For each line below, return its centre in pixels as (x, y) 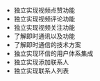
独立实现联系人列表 (41, 71)
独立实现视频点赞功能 (44, 10)
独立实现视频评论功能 (44, 19)
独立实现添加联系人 (41, 62)
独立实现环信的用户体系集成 (53, 53)
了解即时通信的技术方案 (47, 45)
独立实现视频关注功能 (44, 27)
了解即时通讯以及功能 (44, 36)
